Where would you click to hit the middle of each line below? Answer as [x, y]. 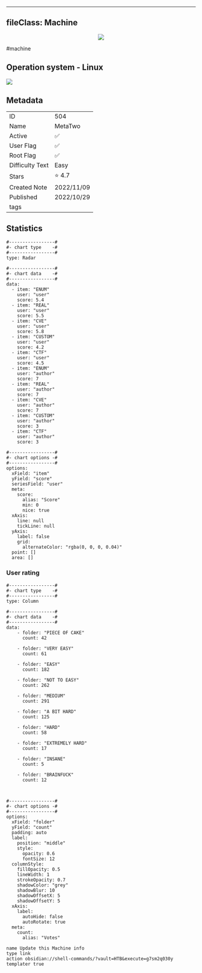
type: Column [23, 601]
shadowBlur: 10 [36, 890]
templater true [25, 964]
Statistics [25, 228]
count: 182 [36, 670]
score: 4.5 [31, 363]
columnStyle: [28, 864]
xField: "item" [31, 474]
